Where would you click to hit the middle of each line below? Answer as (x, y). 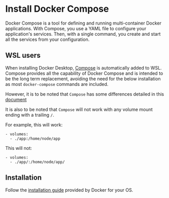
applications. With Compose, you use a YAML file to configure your (76, 28)
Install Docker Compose (57, 9)
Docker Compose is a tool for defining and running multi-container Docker (83, 23)
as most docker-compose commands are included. (57, 84)
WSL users (23, 56)
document (16, 99)
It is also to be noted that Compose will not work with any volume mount (79, 109)
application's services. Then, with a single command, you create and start (83, 34)
